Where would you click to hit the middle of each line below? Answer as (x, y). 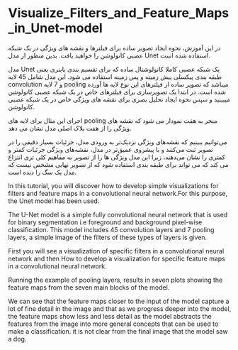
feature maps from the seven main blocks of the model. (89, 287)
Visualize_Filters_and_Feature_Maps (119, 13)
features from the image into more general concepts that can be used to (113, 324)
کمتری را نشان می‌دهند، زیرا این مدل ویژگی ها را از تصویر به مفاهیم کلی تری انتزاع (117, 157)
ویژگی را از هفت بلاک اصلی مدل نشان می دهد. (70, 128)
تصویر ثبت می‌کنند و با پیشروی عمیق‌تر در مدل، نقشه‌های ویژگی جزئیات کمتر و (110, 149)
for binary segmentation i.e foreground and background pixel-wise (105, 222)
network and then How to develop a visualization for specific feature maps (117, 258)
